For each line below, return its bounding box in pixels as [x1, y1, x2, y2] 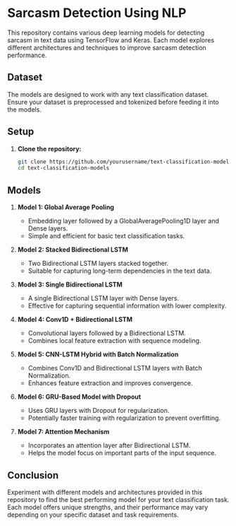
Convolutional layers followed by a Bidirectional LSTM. [27, 329, 187, 337]
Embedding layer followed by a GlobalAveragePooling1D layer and [27, 217, 220, 226]
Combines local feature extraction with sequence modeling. [27, 337, 201, 345]
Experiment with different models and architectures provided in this [7, 488, 203, 496]
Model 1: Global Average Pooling [17, 203, 115, 211]
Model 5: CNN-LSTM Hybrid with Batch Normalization [17, 350, 179, 358]
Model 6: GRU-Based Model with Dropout [17, 392, 142, 401]
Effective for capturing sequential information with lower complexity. [27, 302, 227, 310]
